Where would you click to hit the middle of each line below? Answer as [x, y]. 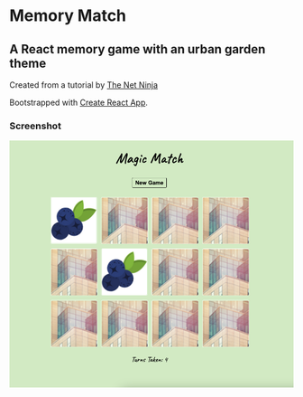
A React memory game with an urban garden [138, 49]
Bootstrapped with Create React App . [79, 102]
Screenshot [35, 126]
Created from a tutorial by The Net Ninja [84, 85]
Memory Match [68, 16]
